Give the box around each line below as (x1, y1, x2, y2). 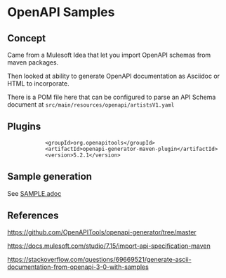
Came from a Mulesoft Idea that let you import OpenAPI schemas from (7, 51, 211, 59)
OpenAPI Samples (7, 4, 115, 20)
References (7, 210, 59, 222)
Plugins (7, 121, 41, 133)
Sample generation (7, 171, 93, 183)
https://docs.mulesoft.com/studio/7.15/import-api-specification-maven (7, 241, 211, 250)
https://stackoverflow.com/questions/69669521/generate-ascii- (7, 256, 192, 264)
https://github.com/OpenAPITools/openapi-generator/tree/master (7, 228, 197, 237)
